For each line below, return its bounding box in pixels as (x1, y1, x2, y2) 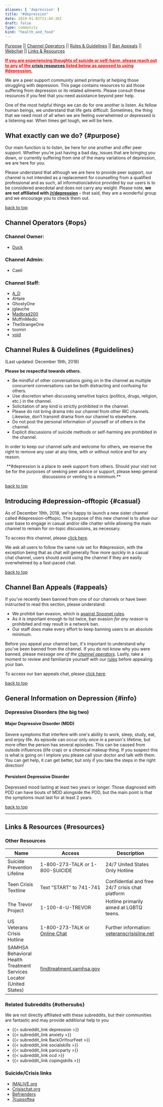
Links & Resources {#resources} (5, 823, 105, 831)
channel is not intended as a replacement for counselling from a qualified (5, 174, 151, 180)
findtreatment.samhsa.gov (40, 965, 100, 972)
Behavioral (7, 950, 32, 957)
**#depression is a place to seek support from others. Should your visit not (6, 463, 157, 469)
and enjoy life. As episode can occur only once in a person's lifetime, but (5, 737, 150, 743)
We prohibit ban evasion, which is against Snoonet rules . (12, 611, 126, 616)
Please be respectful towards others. (5, 368, 81, 374)
